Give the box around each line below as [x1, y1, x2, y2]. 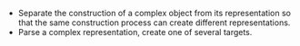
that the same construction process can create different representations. [17, 17, 291, 28]
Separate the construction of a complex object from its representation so [17, 8, 291, 18]
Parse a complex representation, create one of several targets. [17, 27, 253, 37]
